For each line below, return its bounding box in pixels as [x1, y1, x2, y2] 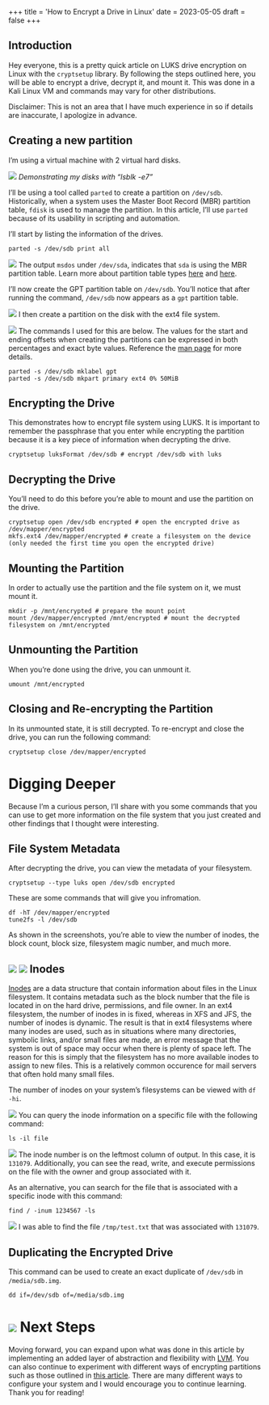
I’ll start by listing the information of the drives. [8, 229, 164, 238]
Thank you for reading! [8, 1388, 85, 1397]
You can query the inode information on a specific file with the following [18, 1111, 258, 1120]
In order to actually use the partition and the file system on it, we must [8, 583, 242, 593]
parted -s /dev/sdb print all [8, 244, 111, 253]
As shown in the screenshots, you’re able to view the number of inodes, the [8, 930, 260, 940]
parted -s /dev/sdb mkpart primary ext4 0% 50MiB [8, 374, 179, 382]
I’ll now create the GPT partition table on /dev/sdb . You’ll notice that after [8, 284, 250, 293]
